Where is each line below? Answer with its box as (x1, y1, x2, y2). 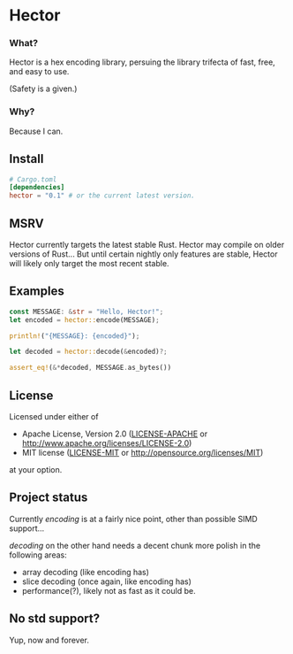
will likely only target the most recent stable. (9, 258, 169, 269)
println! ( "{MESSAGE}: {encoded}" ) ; (9, 331, 140, 341)
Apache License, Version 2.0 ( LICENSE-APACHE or (21, 428, 208, 439)
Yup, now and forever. (9, 635, 90, 645)
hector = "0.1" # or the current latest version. (9, 191, 196, 200)
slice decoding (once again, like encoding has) (21, 576, 192, 587)
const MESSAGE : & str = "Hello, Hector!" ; (9, 307, 164, 316)
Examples (9, 284, 64, 299)
